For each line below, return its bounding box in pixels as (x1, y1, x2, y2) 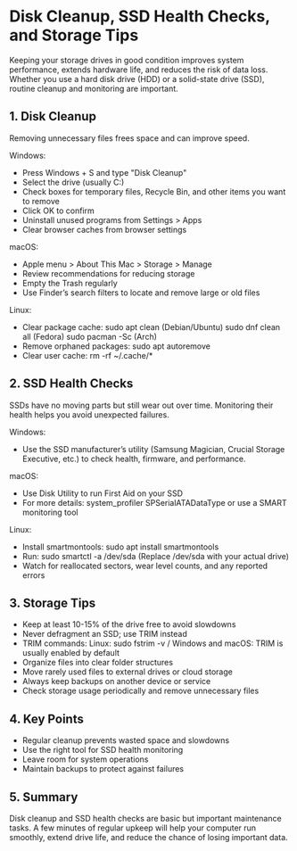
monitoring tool (21, 507, 78, 517)
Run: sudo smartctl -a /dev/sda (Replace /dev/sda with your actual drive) (21, 550, 290, 561)
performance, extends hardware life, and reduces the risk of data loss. (9, 64, 268, 75)
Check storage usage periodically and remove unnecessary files (21, 685, 260, 697)
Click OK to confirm (21, 205, 95, 216)
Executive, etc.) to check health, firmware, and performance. (21, 453, 246, 464)
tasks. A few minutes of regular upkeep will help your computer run (9, 822, 257, 833)
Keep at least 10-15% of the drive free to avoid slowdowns (21, 619, 236, 630)
